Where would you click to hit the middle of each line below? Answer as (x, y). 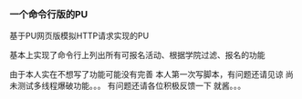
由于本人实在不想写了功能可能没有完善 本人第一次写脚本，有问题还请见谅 (146, 74)
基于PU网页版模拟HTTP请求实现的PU (79, 36)
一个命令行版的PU (49, 14)
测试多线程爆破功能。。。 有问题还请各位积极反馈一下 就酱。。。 (131, 86)
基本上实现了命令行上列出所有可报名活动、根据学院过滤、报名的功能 (137, 55)
